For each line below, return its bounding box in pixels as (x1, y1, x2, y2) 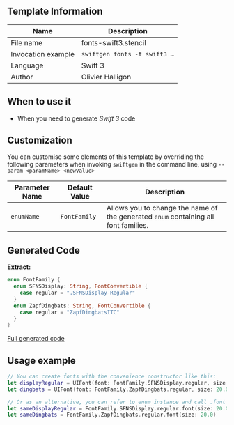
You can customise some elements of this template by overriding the (7, 153, 204, 161)
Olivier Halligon (81, 72, 132, 82)
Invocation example (10, 49, 75, 59)
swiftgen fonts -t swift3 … (81, 50, 175, 58)
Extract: (7, 263, 31, 271)
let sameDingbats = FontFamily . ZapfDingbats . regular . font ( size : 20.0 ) (7, 411, 217, 419)
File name (10, 38, 43, 47)
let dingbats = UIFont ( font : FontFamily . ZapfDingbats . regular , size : (7, 386, 214, 393)
